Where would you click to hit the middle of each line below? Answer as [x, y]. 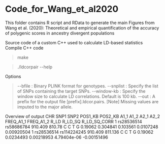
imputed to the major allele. [45, 107]
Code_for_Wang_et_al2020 [62, 9]
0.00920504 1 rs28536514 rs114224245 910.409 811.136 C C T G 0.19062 [79, 132]
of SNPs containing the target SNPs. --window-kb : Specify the [81, 91]
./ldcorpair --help [35, 67]
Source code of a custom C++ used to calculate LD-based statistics [74, 42]
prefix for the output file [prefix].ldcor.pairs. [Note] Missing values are [88, 101]
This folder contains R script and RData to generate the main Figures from [80, 23]
